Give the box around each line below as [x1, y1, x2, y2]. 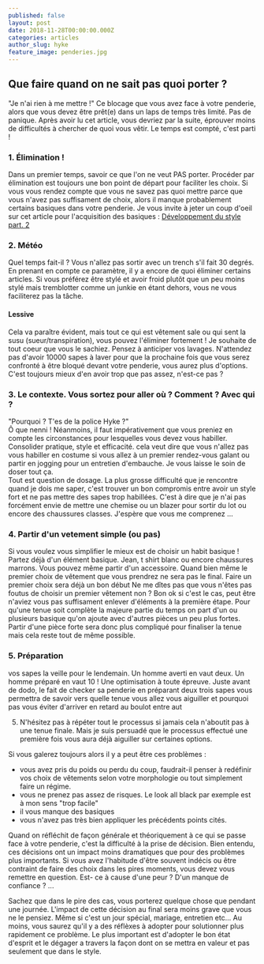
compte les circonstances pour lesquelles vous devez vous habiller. [8, 433, 228, 442]
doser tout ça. [8, 467, 54, 476]
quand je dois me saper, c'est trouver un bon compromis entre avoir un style [8, 484, 256, 493]
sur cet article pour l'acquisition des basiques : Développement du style [8, 212, 242, 221]
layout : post [8, 19, 51, 27]
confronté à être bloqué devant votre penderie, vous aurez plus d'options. [8, 360, 248, 370]
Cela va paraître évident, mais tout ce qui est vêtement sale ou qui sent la [8, 327, 247, 337]
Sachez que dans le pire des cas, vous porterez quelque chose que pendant [8, 896, 256, 906]
